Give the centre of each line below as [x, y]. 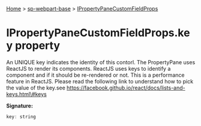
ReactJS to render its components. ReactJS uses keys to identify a [88, 68]
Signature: [19, 106]
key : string [21, 116]
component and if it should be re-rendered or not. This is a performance [95, 75]
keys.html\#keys [26, 94]
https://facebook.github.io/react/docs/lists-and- [126, 88]
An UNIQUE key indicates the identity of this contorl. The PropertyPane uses [101, 62]
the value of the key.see [36, 88]
